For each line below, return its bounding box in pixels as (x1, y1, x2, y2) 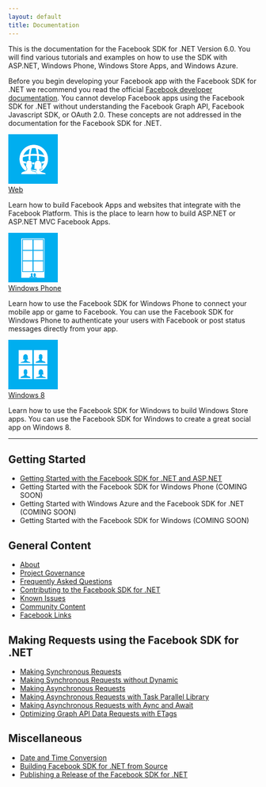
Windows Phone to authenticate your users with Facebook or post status (8, 315, 245, 325)
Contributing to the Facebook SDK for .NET (19, 585, 161, 594)
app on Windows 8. (8, 422, 71, 432)
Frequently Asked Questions (19, 577, 112, 586)
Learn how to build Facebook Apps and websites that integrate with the (8, 200, 241, 209)
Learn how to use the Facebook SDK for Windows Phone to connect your (8, 298, 247, 308)
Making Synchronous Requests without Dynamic (19, 674, 179, 685)
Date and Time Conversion (19, 753, 107, 762)
